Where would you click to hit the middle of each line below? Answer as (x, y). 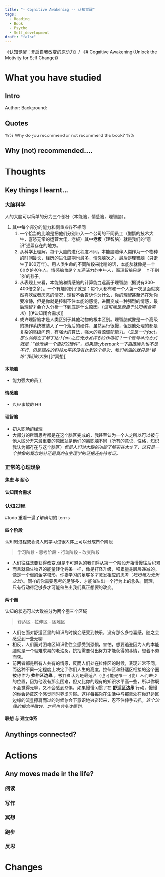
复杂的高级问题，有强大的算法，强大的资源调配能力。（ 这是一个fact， (89, 332)
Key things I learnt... (37, 190)
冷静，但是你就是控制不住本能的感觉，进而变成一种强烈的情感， (89, 301)
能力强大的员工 (27, 380)
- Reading (19, 19)
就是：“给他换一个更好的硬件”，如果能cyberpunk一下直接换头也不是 (89, 344)
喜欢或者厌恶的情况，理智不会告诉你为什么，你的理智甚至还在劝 (89, 295)
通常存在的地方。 (43, 245)
